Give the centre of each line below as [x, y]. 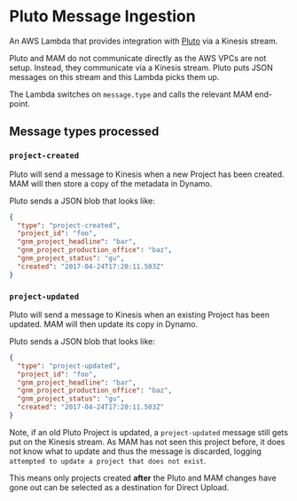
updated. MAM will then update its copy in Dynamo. [103, 324]
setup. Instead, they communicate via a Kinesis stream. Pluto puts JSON [141, 68]
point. [20, 103]
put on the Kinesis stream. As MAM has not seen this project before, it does [147, 441]
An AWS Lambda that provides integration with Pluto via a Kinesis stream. [144, 41]
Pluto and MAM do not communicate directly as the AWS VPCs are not [138, 58]
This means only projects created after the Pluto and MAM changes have [143, 478]
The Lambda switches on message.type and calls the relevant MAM [131, 94]
